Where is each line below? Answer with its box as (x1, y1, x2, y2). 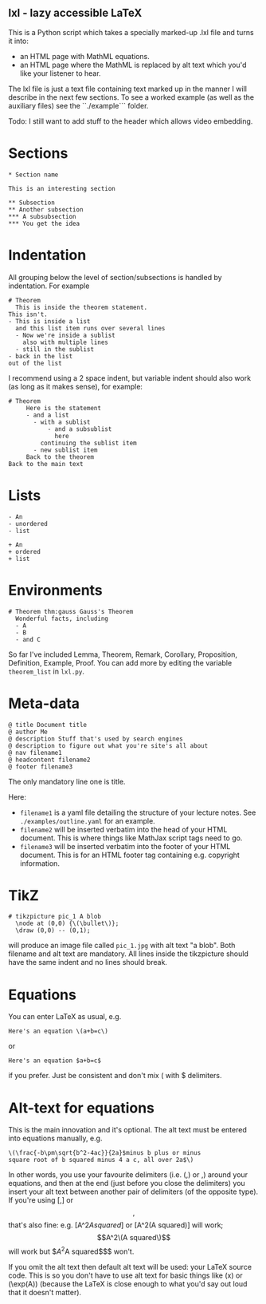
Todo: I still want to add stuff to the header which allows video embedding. (8, 116, 253, 126)
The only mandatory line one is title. (8, 776, 126, 786)
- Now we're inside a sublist (15, 331, 115, 339)
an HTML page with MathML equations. (19, 51, 150, 61)
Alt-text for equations (8, 1099, 155, 1116)
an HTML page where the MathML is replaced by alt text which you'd (19, 60, 247, 69)
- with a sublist (33, 418, 91, 426)
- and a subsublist (47, 425, 112, 433)
